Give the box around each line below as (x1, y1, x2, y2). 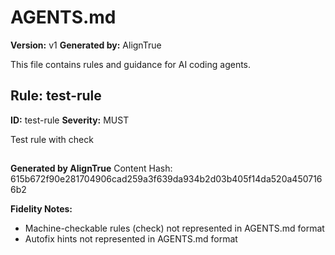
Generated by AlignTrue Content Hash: (10, 162, 173, 175)
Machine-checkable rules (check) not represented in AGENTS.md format (24, 222, 325, 235)
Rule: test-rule (10, 87, 102, 105)
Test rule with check (10, 133, 94, 145)
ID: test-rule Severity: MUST (10, 114, 130, 126)
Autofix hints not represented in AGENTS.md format (24, 233, 238, 245)
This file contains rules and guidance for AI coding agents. (10, 58, 252, 70)
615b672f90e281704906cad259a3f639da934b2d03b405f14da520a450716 (10, 173, 323, 185)
